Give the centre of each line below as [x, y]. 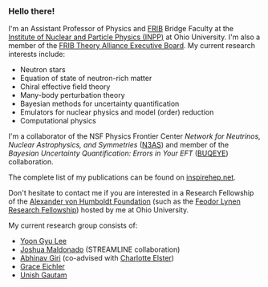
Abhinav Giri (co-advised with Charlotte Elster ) [97, 258]
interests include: [37, 55]
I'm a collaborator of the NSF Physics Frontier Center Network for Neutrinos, [134, 136]
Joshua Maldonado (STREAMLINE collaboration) [100, 249]
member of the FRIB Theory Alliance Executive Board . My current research [132, 46]
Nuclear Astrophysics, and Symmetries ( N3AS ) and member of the [119, 145]
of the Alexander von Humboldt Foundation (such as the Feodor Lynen [124, 201]
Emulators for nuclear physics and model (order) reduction [117, 112]
